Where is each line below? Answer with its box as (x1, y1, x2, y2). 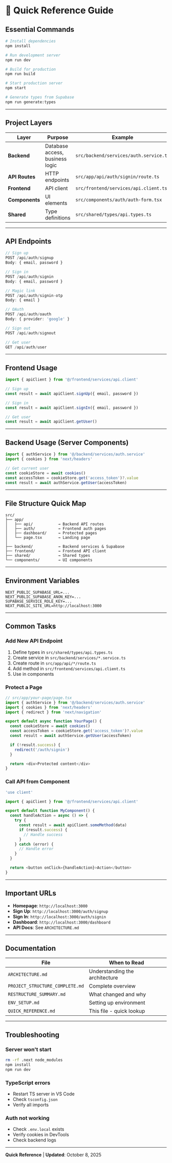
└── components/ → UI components (5, 557, 93, 563)
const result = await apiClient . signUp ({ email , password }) (5, 391, 139, 396)
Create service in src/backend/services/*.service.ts (12, 654, 126, 660)
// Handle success (24, 832, 63, 837)
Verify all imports (12, 1102, 49, 1108)
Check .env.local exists (12, 1126, 64, 1132)
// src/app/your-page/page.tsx (5, 695, 72, 700)
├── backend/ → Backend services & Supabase (5, 544, 125, 549)
